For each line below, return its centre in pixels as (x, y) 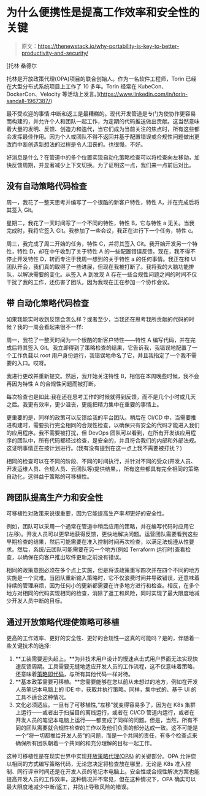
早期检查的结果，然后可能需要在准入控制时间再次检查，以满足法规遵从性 (97, 542)
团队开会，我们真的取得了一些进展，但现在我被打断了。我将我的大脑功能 (97, 266)
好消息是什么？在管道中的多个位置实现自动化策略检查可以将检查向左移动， (100, 157)
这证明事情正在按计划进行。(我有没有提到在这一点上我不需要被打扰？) (94, 448)
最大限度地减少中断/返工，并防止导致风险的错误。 (69, 787)
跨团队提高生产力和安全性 (55, 497)
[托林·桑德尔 (22, 66)
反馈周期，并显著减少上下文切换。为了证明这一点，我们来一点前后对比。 (103, 165)
